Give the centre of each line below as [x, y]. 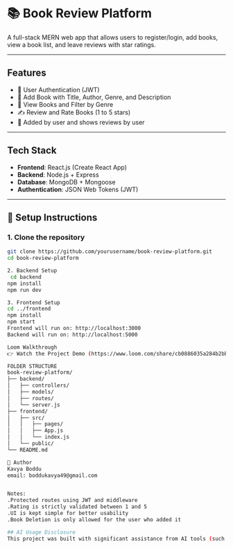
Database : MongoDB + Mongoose [66, 182]
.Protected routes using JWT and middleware [72, 500]
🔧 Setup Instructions [52, 217]
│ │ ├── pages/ [35, 424]
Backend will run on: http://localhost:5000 [72, 334]
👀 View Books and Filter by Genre [65, 104]
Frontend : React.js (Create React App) [72, 167]
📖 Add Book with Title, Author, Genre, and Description [94, 97]
